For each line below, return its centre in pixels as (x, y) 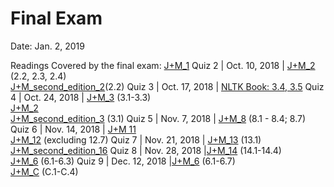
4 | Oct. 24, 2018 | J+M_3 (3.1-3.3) (81, 97)
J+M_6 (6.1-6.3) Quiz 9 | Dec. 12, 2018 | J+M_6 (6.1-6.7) (123, 161)
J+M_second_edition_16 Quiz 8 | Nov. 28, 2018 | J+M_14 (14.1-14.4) (146, 150)
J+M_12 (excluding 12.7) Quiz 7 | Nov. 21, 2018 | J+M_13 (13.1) (136, 139)
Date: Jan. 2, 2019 (47, 46)
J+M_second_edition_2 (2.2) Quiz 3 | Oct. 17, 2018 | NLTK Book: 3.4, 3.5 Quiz (167, 86)
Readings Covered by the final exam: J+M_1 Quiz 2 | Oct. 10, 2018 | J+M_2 (163, 65)
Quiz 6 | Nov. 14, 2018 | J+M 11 (73, 129)
